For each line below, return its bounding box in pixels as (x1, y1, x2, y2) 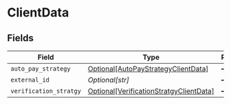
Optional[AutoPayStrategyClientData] (87, 64, 209, 73)
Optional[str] (87, 75, 129, 84)
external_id (10, 76, 50, 84)
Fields (7, 32, 34, 44)
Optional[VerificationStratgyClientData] (87, 86, 214, 95)
